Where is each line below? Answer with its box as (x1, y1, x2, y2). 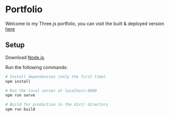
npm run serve (5, 93, 36, 98)
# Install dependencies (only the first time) (5, 74, 106, 79)
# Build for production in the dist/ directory (5, 102, 109, 107)
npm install (5, 79, 31, 84)
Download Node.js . (5, 54, 45, 60)
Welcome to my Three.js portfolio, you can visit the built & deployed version (5, 20, 164, 27)
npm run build (5, 107, 36, 112)
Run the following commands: (5, 64, 68, 70)
